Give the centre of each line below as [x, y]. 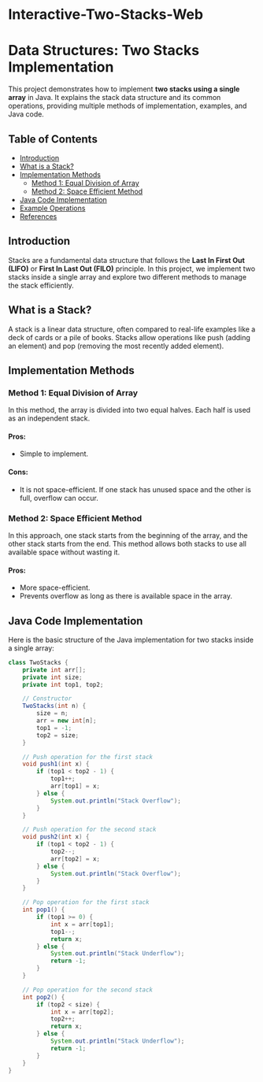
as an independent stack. [49, 418]
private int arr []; [54, 670]
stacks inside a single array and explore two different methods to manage [127, 276]
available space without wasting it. [64, 552]
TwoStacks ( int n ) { [54, 706]
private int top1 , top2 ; [63, 684]
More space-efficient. [55, 587]
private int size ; [52, 677]
